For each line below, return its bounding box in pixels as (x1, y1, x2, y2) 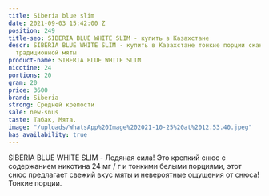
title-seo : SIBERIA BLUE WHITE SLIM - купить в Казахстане (8, 34, 210, 42)
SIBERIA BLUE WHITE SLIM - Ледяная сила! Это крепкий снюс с (8, 153, 226, 162)
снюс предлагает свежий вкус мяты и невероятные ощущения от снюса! (8, 170, 260, 179)
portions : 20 (8, 71, 52, 79)
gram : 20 (8, 78, 38, 86)
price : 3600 (8, 86, 48, 94)
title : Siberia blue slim (8, 11, 94, 20)
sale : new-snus (8, 109, 59, 117)
